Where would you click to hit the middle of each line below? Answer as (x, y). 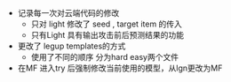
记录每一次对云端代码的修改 (68, 13)
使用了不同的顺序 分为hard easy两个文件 (105, 57)
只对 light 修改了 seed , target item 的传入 (106, 24)
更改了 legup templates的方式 (72, 46)
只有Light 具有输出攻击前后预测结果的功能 (108, 35)
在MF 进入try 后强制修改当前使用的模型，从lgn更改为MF (120, 68)
